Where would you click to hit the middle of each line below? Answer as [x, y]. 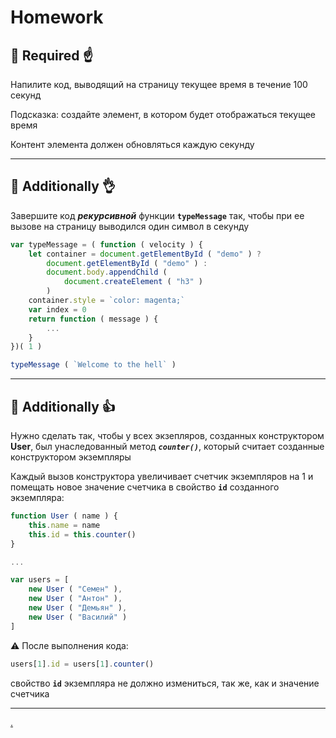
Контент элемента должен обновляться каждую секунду [132, 144]
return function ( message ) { [93, 319]
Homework [57, 17]
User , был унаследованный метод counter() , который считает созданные [167, 446]
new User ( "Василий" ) [78, 617]
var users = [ [40, 580]
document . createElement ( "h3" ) [133, 282]
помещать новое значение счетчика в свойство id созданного [145, 487]
